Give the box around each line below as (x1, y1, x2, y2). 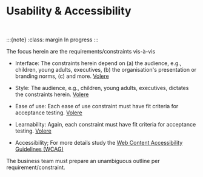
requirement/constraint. (6, 164, 65, 171)
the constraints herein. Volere (15, 91, 89, 98)
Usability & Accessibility (6, 4, 131, 18)
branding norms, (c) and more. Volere (15, 72, 109, 80)
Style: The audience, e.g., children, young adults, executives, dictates (15, 84, 189, 91)
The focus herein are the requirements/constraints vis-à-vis (6, 47, 156, 55)
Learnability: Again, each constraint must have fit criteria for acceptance (15, 120, 196, 128)
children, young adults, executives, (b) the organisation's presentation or (15, 66, 197, 73)
